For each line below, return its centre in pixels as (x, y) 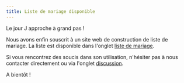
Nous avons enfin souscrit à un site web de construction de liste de (87, 39)
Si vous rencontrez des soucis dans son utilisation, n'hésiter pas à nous (92, 57)
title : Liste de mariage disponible (51, 11)
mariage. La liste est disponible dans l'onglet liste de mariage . (80, 46)
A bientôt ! (18, 74)
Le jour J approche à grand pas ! (45, 28)
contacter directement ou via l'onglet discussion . (65, 63)
